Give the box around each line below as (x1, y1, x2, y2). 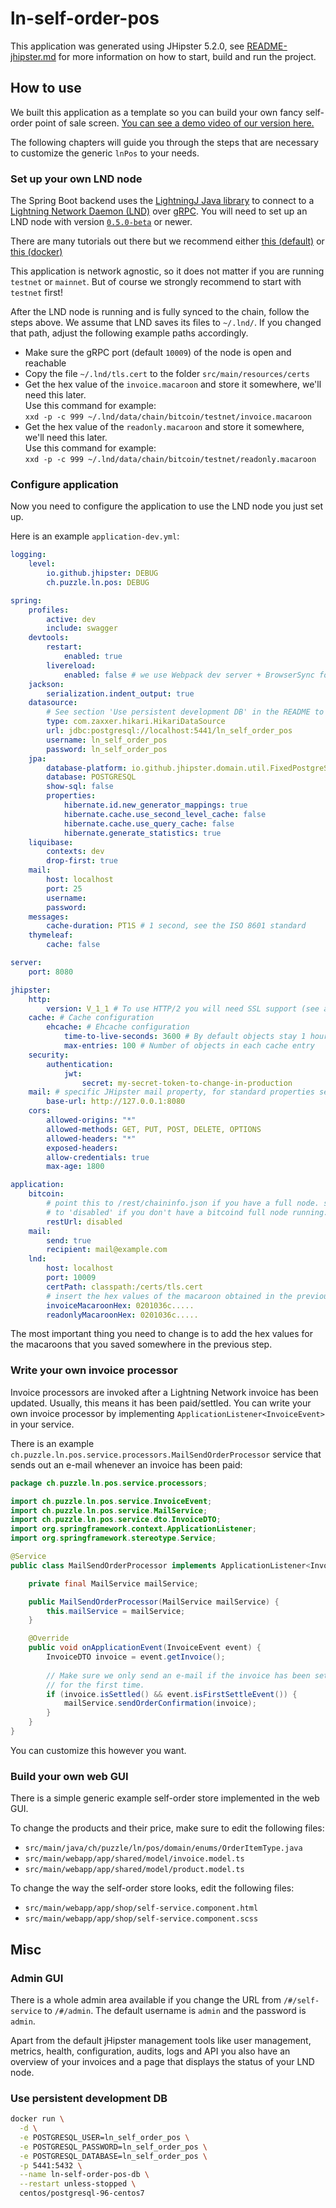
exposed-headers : (46, 1143, 118, 1153)
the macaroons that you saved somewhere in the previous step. (10, 1338, 273, 1351)
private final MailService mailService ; (28, 1578, 199, 1589)
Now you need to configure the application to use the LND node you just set (10, 500, 323, 512)
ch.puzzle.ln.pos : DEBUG (46, 577, 150, 587)
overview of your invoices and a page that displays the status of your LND (10, 2055, 315, 2067)
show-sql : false (46, 782, 114, 792)
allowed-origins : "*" (46, 1115, 137, 1126)
